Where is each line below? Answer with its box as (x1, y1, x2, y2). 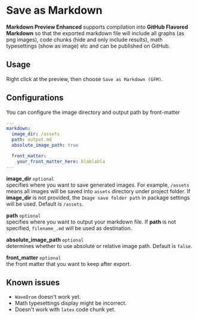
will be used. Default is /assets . (6, 200, 83, 207)
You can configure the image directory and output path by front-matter (6, 109, 180, 116)
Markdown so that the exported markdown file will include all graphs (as (6, 29, 185, 36)
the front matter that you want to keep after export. (6, 260, 131, 267)
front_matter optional (6, 254, 61, 261)
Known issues (6, 277, 60, 287)
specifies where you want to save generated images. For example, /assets (6, 181, 190, 188)
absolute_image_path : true (11, 143, 79, 148)
